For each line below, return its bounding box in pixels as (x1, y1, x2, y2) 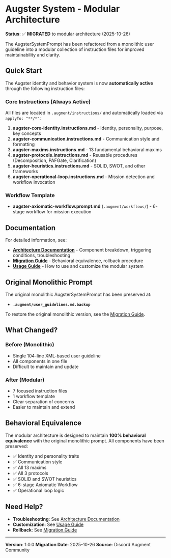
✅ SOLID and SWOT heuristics (12, 476, 77, 482)
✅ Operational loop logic (12, 487, 65, 493)
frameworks (12, 169, 38, 175)
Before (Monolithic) (5, 341, 54, 348)
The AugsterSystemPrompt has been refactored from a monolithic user (5, 41, 154, 47)
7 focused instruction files (12, 387, 68, 394)
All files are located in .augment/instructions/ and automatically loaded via (5, 110, 163, 116)
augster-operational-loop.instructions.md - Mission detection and (12, 174, 155, 180)
